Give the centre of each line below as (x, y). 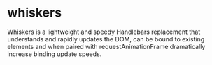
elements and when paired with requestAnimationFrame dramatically (106, 46)
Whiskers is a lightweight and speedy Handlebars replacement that (104, 32)
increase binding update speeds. (55, 54)
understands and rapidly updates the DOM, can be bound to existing (106, 39)
